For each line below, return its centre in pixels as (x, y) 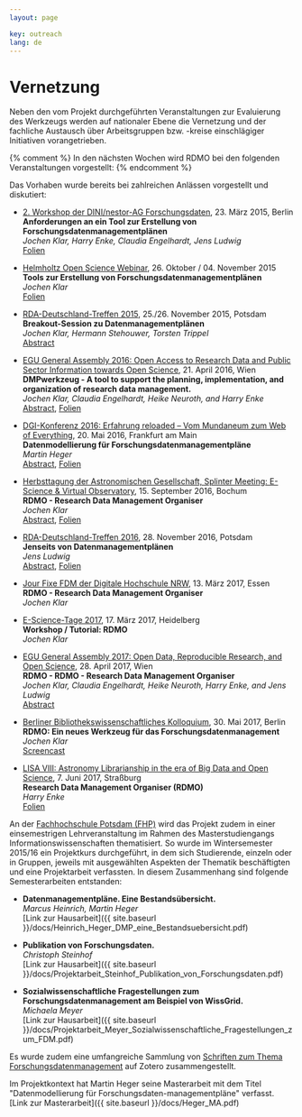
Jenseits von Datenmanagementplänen (98, 547)
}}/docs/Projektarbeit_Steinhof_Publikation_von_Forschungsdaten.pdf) (153, 974)
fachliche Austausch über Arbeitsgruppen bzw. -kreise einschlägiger (137, 131)
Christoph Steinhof (57, 955)
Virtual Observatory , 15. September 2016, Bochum (155, 491)
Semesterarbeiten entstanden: (66, 882)
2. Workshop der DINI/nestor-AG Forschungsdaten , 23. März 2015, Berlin (158, 212)
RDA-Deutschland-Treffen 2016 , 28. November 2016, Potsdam (137, 537)
